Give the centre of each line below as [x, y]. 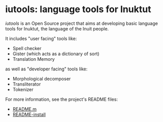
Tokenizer [23, 89]
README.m [25, 109]
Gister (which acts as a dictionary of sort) [56, 54]
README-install [29, 114]
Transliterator [27, 84]
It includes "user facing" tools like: [41, 38]
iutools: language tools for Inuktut [78, 9]
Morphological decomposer [42, 78]
